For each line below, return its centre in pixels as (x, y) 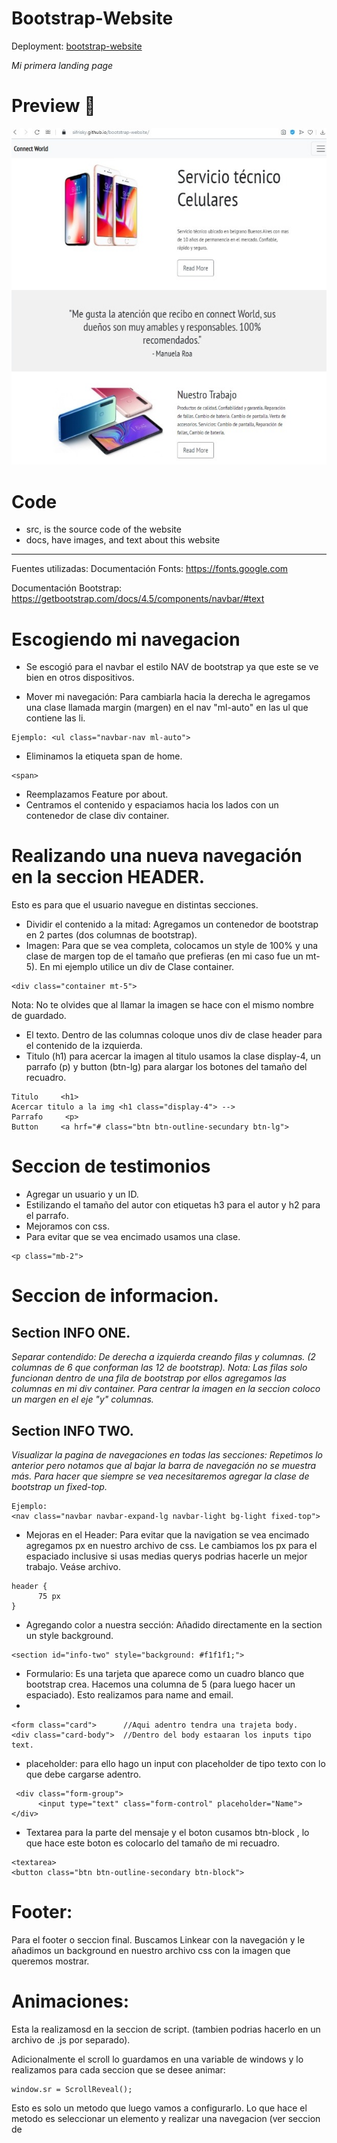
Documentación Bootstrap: (67, 588)
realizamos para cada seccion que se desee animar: (118, 2069)
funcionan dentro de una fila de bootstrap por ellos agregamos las (149, 1378)
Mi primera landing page (62, 65)
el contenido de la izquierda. (84, 1046)
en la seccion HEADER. (108, 877)
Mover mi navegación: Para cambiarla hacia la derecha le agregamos (168, 697)
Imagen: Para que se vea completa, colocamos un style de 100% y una (172, 946)
